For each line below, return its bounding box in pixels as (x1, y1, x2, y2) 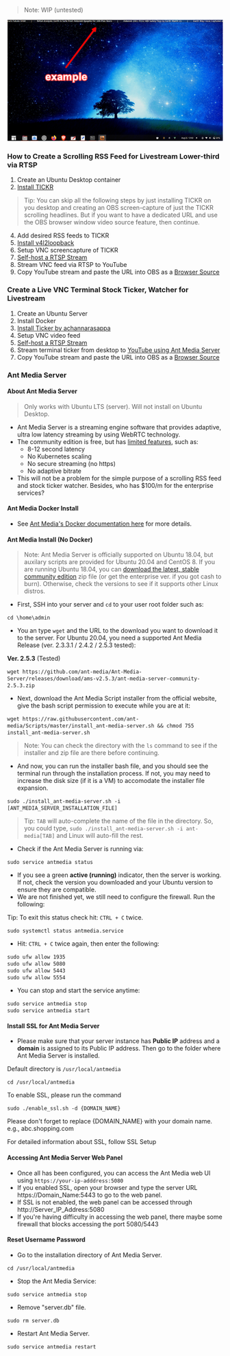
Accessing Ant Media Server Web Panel (7, 1154, 123, 1162)
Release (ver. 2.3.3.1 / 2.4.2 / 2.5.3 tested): (16, 641, 136, 649)
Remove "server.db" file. (16, 1303, 87, 1311)
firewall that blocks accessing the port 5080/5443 (16, 1219, 159, 1228)
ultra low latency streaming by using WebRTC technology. (16, 430, 181, 439)
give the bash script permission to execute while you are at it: (16, 701, 190, 710)
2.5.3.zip (7, 682, 36, 689)
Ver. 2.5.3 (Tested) (7, 655, 61, 663)
